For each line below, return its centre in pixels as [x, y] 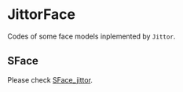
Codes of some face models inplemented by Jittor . [91, 36]
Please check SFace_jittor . [50, 79]
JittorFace [42, 15]
